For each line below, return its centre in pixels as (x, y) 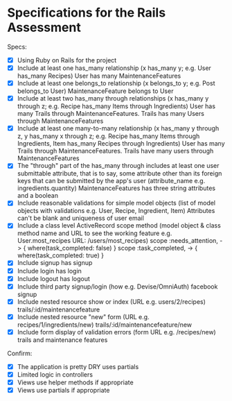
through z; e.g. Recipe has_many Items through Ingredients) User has (116, 106)
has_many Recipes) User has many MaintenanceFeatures (99, 76)
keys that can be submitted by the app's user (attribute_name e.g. (111, 181)
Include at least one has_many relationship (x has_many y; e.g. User (114, 68)
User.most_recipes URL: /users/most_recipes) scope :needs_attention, (117, 241)
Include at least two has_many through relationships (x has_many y (113, 99)
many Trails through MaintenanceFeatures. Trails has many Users (110, 114)
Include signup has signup (55, 263)
